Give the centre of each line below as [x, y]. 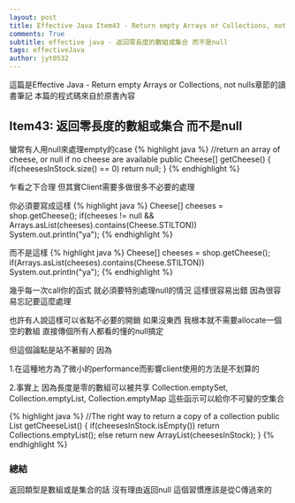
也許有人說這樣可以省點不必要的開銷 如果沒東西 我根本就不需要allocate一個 [146, 320]
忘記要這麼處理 [44, 301]
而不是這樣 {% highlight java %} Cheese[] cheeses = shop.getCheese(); [140, 252]
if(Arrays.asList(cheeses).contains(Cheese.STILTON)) [107, 263]
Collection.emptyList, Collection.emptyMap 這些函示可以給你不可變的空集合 [147, 398]
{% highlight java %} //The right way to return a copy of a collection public [144, 415]
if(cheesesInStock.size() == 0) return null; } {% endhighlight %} [125, 168]
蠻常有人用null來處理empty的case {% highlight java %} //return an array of [145, 149]
